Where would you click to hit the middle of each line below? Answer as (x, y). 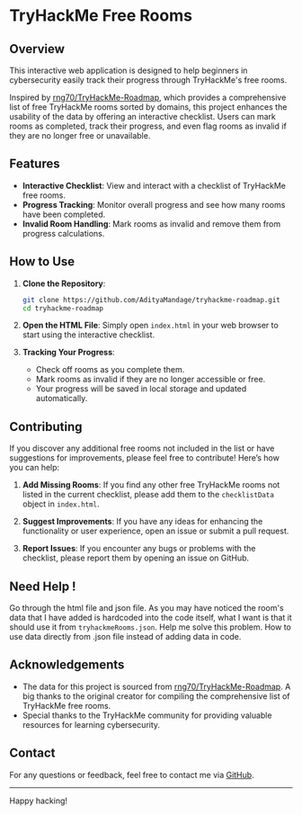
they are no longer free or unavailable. (80, 135)
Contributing (46, 427)
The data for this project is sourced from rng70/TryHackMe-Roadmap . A (156, 686)
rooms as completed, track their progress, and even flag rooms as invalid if (148, 126)
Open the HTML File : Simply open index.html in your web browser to (150, 326)
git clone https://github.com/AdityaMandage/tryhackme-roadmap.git (151, 300)
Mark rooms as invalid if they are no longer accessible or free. (151, 380)
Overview (37, 49)
